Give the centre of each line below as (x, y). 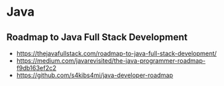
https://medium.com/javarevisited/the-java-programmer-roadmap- (111, 61)
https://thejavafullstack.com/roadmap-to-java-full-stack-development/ (116, 53)
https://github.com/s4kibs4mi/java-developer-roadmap (94, 75)
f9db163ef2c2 (36, 68)
